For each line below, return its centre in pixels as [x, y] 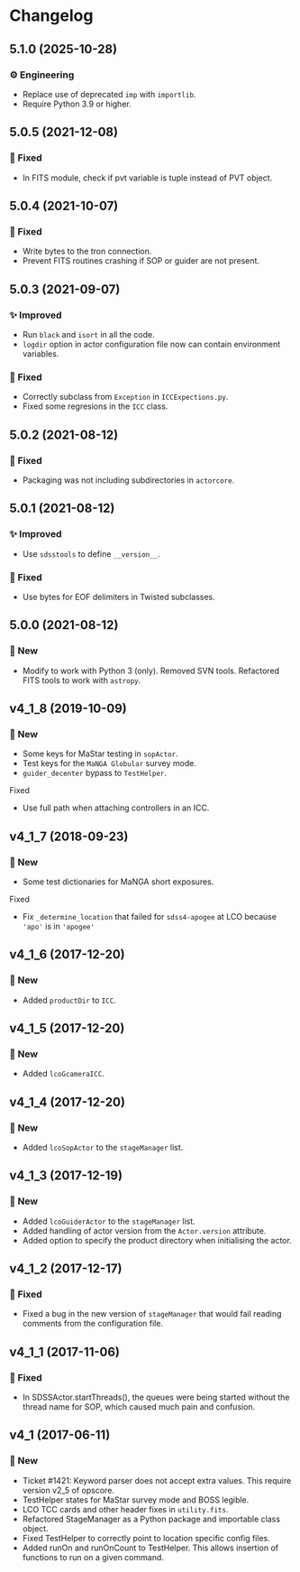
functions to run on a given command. [93, 1557]
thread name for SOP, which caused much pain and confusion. [139, 1407]
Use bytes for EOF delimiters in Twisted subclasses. [119, 596]
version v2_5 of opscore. [68, 1490]
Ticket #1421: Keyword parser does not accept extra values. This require [157, 1480]
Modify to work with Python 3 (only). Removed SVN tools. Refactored [151, 670]
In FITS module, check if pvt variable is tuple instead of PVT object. [147, 178]
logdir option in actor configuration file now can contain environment [151, 344]
